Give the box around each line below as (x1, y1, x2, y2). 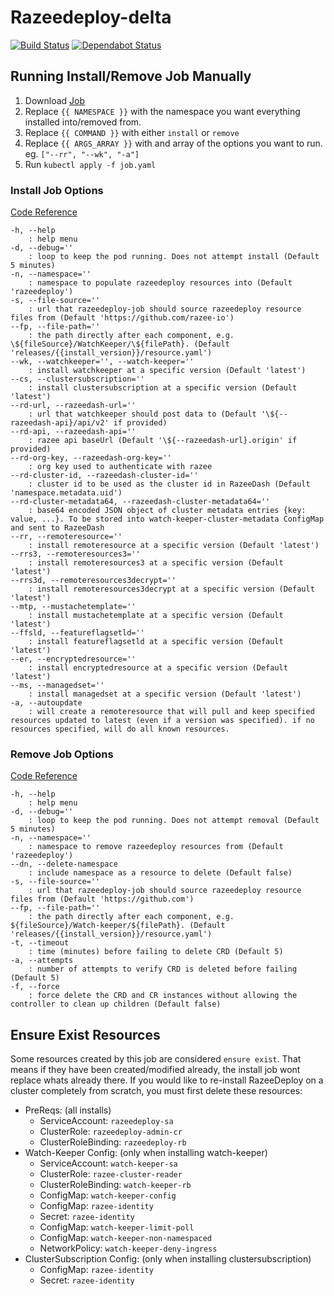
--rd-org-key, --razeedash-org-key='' (10, 453, 172, 463)
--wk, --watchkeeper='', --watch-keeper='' (10, 357, 195, 367)
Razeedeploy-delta (10, 6, 172, 29)
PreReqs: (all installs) (24, 1104, 112, 1116)
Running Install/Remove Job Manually (10, 68, 252, 85)
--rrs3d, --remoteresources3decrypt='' (10, 576, 177, 586)
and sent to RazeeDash (10, 523, 105, 533)
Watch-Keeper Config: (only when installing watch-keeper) (24, 1147, 268, 1159)
